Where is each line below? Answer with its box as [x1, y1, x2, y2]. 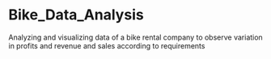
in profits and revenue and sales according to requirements [8, 40, 205, 50]
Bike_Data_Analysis [8, 6, 144, 24]
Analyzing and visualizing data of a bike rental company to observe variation [8, 32, 263, 42]
